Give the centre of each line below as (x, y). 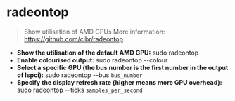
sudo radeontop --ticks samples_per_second (80, 90)
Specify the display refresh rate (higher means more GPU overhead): (119, 82)
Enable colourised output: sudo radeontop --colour (92, 60)
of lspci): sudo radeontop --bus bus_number (80, 75)
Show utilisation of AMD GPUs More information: (94, 32)
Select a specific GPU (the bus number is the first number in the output (122, 67)
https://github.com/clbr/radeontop (74, 39)
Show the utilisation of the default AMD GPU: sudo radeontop (108, 53)
